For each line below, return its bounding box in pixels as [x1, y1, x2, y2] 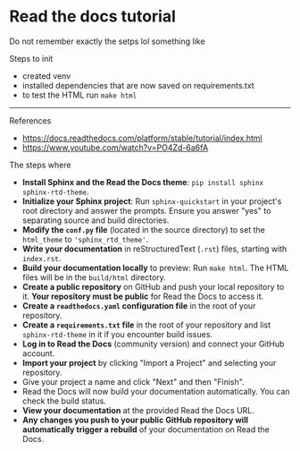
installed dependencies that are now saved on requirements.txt [21, 80, 254, 90]
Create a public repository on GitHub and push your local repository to [21, 281, 285, 292]
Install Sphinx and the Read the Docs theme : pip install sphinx [21, 176, 264, 187]
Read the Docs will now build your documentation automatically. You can [21, 386, 290, 396]
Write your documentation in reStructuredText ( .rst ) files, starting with [21, 243, 287, 254]
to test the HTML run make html [21, 89, 137, 100]
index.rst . [21, 252, 62, 263]
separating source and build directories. [21, 215, 170, 225]
